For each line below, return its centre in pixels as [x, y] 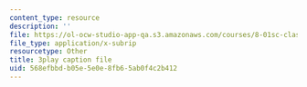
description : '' [40, 26]
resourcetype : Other [49, 52]
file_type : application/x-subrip [73, 43]
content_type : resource [55, 18]
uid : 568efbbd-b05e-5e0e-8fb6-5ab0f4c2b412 [94, 69]
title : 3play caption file [61, 60]
